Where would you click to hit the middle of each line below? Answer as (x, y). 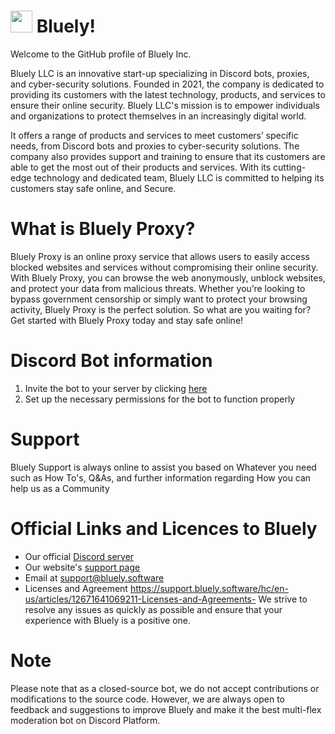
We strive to (283, 599)
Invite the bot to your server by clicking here (116, 388)
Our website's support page (82, 567)
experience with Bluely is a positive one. (108, 620)
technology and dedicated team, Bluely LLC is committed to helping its (179, 177)
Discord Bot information (111, 361)
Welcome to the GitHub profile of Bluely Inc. (101, 54)
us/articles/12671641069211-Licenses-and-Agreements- (140, 599)
